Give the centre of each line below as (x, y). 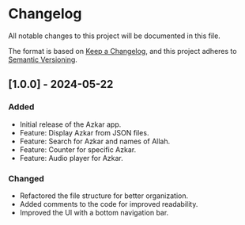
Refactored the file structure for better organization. (104, 196)
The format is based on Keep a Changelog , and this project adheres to (122, 51)
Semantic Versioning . (43, 59)
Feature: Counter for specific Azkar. (78, 149)
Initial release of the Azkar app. (70, 124)
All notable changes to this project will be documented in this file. (115, 36)
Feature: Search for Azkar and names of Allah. (95, 141)
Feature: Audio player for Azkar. (72, 158)
